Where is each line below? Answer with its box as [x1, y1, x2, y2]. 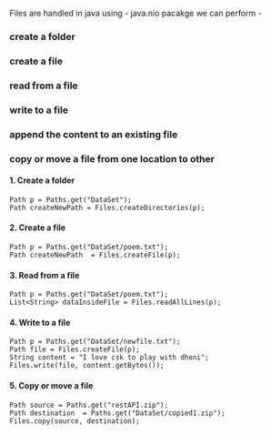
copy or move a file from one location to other [9, 152, 216, 165]
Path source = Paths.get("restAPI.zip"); [9, 400, 169, 410]
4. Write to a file [9, 317, 71, 328]
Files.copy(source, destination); [9, 416, 141, 426]
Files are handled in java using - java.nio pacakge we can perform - [9, 8, 262, 18]
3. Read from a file [9, 269, 80, 280]
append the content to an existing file [9, 127, 178, 140]
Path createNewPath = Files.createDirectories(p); [9, 203, 206, 212]
